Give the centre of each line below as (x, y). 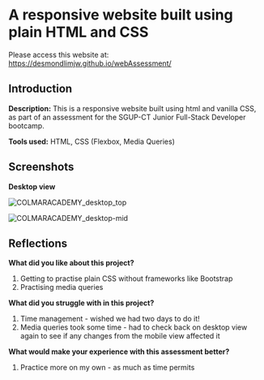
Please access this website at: (59, 54)
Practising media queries (62, 287)
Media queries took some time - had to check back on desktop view (134, 327)
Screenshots (41, 167)
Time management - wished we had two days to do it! (110, 319)
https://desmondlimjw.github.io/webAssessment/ (90, 63)
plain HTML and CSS (79, 32)
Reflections (38, 243)
